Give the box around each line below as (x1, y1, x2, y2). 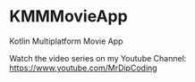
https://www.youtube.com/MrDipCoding (9, 62, 158, 73)
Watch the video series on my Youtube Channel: (9, 53, 187, 63)
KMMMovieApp (9, 6, 128, 27)
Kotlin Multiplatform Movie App (9, 36, 123, 46)
